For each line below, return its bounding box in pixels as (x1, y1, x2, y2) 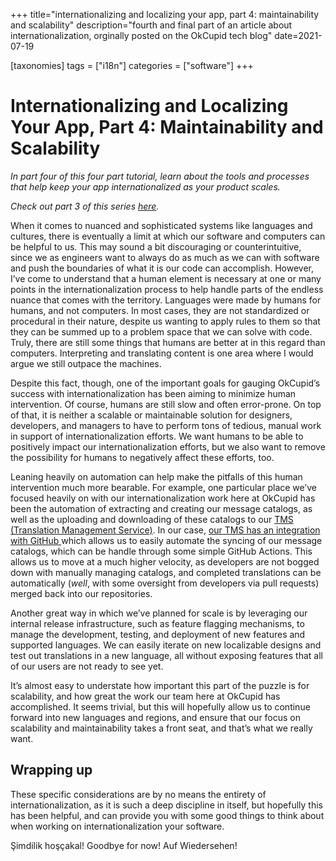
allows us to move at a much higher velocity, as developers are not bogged (10, 555, 320, 568)
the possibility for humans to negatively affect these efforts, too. (10, 451, 275, 463)
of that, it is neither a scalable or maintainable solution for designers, (10, 409, 293, 421)
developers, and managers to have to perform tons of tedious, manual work (10, 419, 322, 431)
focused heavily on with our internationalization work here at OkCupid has (10, 492, 316, 504)
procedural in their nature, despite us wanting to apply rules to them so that (10, 315, 321, 327)
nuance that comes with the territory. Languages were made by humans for (10, 294, 322, 306)
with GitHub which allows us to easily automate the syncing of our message (10, 534, 323, 546)
